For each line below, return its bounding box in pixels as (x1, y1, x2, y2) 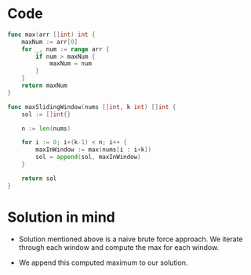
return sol (21, 174, 57, 183)
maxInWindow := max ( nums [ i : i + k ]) (35, 146, 152, 154)
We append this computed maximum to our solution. (18, 258, 188, 267)
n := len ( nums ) (21, 125, 71, 132)
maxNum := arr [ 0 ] (21, 38, 78, 45)
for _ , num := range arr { (21, 45, 110, 53)
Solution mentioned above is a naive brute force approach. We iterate (18, 234, 243, 244)
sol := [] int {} (21, 110, 71, 118)
